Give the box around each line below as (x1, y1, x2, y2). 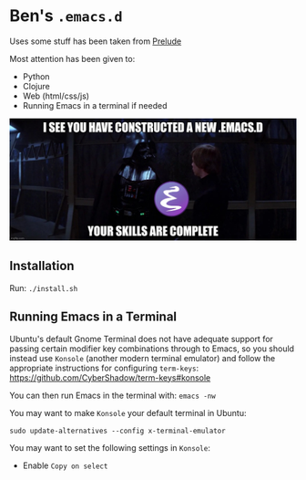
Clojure (22, 80, 50, 91)
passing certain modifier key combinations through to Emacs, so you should (9, 343, 294, 354)
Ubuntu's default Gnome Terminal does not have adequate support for (9, 333, 273, 344)
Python (22, 70, 50, 82)
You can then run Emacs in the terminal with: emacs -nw (9, 390, 216, 401)
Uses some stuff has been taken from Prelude (9, 36, 182, 47)
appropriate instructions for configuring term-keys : (9, 362, 199, 373)
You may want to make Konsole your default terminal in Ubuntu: (9, 407, 247, 418)
